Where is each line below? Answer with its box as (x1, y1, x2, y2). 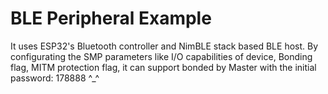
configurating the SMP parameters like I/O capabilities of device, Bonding (10, 50, 313, 62)
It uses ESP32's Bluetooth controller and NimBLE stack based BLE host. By (10, 40, 319, 52)
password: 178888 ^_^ (10, 72, 100, 84)
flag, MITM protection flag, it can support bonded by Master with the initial (10, 61, 317, 73)
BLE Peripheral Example (10, 7, 212, 30)
